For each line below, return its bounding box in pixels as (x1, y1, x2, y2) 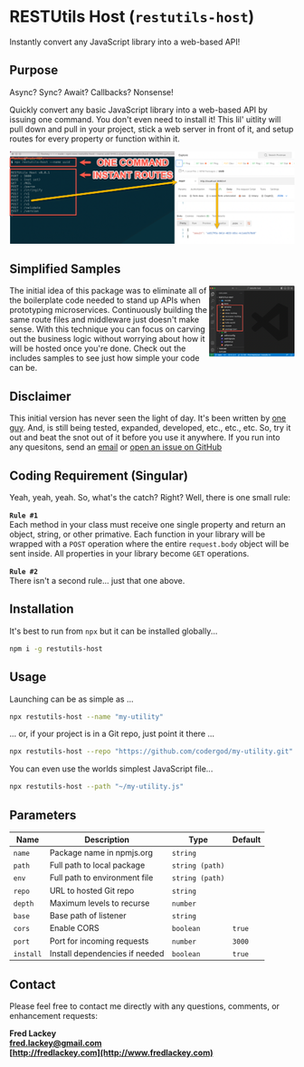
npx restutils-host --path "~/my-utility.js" (9, 782, 184, 791)
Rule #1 (9, 511, 39, 520)
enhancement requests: (9, 1011, 98, 1022)
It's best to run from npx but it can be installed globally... (9, 626, 218, 636)
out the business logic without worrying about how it (9, 334, 205, 344)
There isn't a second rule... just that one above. (9, 576, 185, 587)
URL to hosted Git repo (49, 885, 135, 896)
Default (232, 834, 261, 845)
